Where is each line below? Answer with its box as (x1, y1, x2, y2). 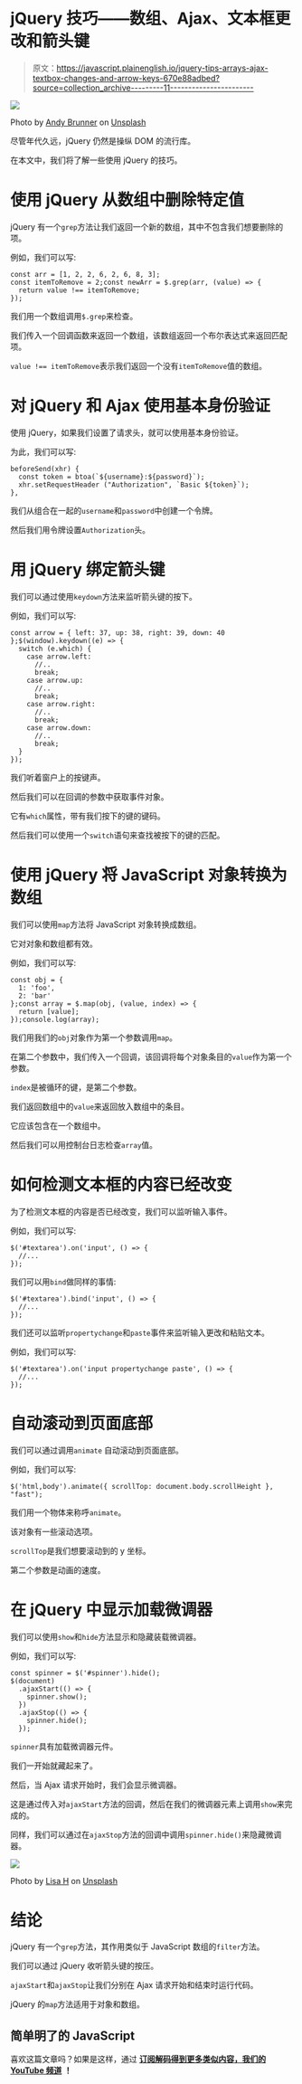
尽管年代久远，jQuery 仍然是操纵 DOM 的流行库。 (10, 135, 196, 146)
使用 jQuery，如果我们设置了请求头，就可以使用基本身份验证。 (10, 427, 243, 438)
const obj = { (10, 975, 64, 984)
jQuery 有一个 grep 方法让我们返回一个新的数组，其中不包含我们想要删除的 (10, 221, 284, 232)
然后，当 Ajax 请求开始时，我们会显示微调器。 (10, 1779, 182, 1790)
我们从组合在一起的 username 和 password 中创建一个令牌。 (10, 505, 218, 516)
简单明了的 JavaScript (10, 2028, 136, 2043)
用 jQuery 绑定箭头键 (10, 560, 165, 580)
